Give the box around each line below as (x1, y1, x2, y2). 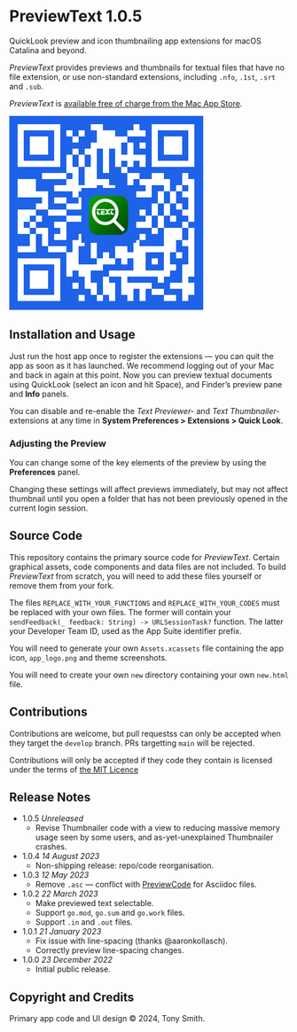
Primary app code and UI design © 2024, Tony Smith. (9, 1013, 206, 1024)
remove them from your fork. (9, 580, 115, 590)
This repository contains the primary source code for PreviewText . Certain (9, 551, 280, 562)
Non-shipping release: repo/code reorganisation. (35, 860, 215, 871)
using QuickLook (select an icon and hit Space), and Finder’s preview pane (9, 379, 283, 389)
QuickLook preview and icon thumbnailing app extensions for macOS (9, 35, 262, 46)
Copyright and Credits (9, 989, 135, 1005)
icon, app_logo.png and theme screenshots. (9, 652, 168, 662)
